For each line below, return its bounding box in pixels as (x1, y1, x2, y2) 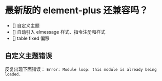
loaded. (5, 72, 22, 77)
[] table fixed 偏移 (12, 35, 50, 41)
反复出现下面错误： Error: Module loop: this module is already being (5, 66, 157, 72)
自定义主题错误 (5, 51, 52, 60)
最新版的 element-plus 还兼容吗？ (5, 5, 149, 16)
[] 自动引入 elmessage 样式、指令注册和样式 (12, 29, 106, 35)
